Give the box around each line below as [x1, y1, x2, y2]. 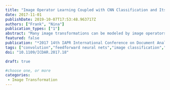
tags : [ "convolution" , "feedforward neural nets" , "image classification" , [5, 45, 164, 50]
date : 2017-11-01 [5, 12, 42, 17]
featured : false [5, 36, 39, 41]
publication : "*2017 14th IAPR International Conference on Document [5, 40, 155, 46]
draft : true [5, 59, 30, 64]
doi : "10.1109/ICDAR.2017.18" [5, 50, 69, 55]
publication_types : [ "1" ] [5, 26, 60, 31]
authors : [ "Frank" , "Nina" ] [5, 21, 65, 27]
